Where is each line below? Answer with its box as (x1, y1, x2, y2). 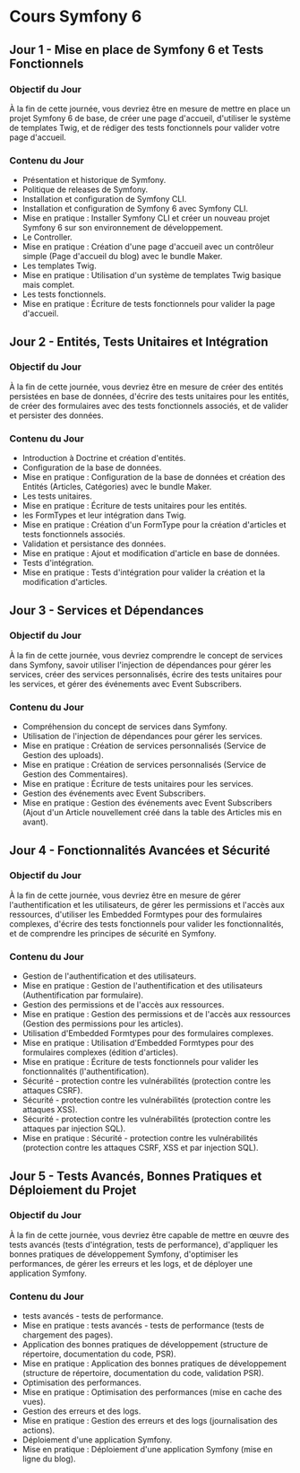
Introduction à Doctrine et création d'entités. (21, 453, 186, 464)
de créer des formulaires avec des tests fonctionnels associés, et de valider (9, 400, 288, 411)
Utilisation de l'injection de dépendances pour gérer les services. (21, 731, 262, 742)
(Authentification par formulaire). (21, 989, 144, 1001)
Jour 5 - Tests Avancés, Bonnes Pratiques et (9, 1168, 262, 1183)
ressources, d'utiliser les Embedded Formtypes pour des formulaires (9, 909, 262, 920)
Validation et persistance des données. (21, 538, 167, 549)
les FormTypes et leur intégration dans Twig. (21, 510, 186, 521)
